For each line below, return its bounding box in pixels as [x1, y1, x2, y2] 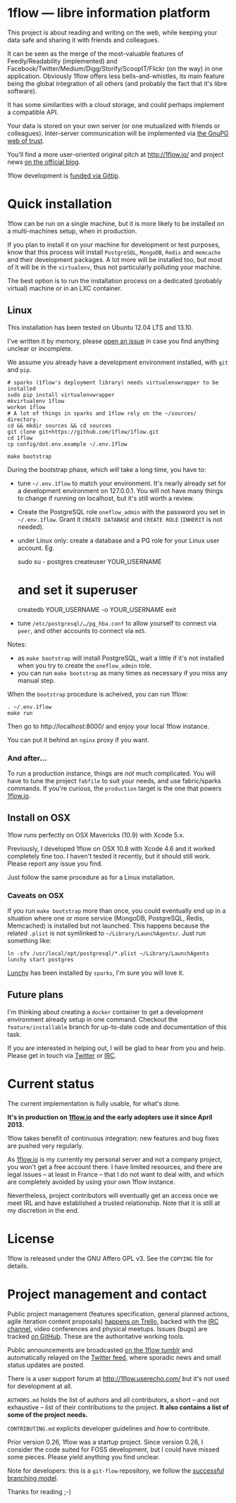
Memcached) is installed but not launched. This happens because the [7, 921, 210, 930]
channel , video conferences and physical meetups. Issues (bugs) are [7, 1324, 208, 1333]
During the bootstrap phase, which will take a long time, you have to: [7, 465, 206, 473]
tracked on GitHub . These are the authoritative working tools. [7, 1332, 185, 1340]
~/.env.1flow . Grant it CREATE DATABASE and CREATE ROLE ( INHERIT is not [17, 515, 223, 523]
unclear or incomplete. [7, 344, 73, 353]
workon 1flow [7, 404, 46, 411]
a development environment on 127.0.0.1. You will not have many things [17, 486, 223, 494]
